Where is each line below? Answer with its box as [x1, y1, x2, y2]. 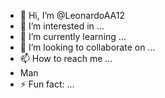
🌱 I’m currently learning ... [19, 31, 127, 42]
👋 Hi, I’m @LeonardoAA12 [19, 10, 125, 21]
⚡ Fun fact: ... [19, 78, 75, 90]
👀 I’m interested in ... [19, 20, 105, 32]
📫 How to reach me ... [19, 53, 113, 64]
